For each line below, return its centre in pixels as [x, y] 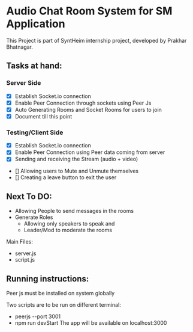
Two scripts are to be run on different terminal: [64, 304]
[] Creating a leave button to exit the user [66, 177]
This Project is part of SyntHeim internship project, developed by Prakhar [96, 40]
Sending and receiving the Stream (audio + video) [76, 159]
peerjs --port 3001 [38, 316]
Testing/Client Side [35, 132]
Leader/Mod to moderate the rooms [68, 230]
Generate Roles [34, 217]
